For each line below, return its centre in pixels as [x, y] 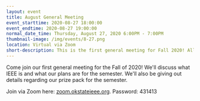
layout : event [24, 12]
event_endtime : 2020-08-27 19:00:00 [51, 28]
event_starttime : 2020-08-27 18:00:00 [54, 23]
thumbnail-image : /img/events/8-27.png [56, 39]
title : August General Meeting [45, 17]
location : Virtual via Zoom [41, 45]
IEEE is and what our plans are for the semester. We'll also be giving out [94, 73]
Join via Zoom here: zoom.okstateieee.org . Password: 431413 [82, 91]
